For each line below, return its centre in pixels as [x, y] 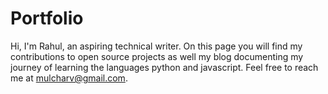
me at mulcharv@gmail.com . [69, 78]
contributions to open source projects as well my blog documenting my [157, 56]
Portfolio [47, 18]
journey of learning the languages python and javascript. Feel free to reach [164, 67]
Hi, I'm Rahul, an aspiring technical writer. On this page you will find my [156, 46]
